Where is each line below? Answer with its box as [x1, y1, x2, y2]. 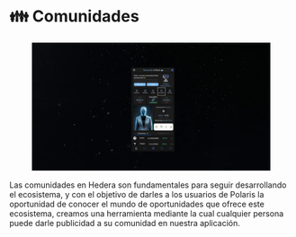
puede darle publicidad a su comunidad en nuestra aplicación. [9, 217, 240, 228]
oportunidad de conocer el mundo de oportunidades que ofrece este [9, 198, 265, 209]
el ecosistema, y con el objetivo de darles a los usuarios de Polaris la [9, 189, 265, 199]
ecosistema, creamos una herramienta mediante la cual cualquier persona [9, 207, 284, 219]
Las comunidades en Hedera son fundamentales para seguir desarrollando [9, 180, 287, 190]
